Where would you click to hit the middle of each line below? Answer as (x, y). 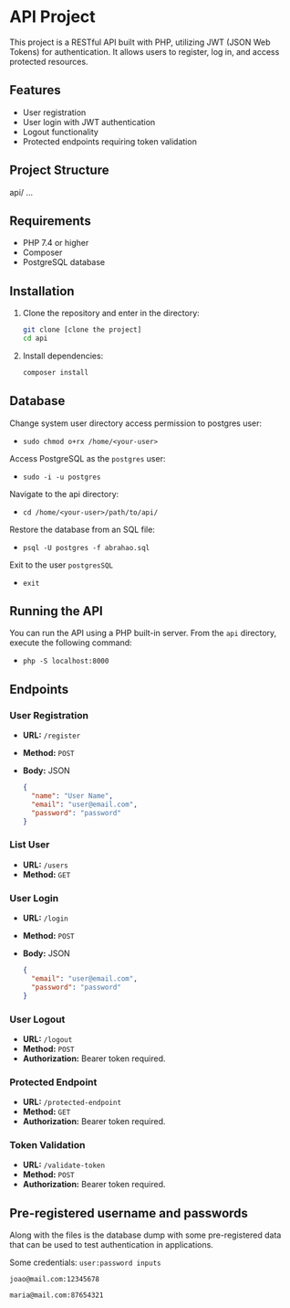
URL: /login (45, 918)
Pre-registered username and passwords (129, 1213)
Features (35, 90)
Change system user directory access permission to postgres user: (136, 423)
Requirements (50, 221)
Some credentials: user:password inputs (85, 1262)
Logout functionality (60, 132)
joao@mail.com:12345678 (55, 1280)
